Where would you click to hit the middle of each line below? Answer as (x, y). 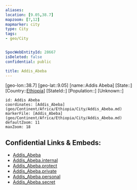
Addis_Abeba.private (35, 171)
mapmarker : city (22, 24)
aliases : (15, 10)
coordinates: (19, 105)
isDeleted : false (24, 57)
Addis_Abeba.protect (35, 166)
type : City (17, 29)
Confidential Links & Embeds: (53, 143)
